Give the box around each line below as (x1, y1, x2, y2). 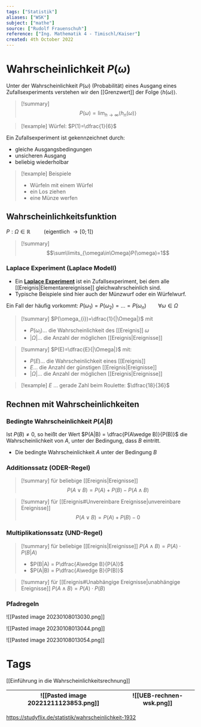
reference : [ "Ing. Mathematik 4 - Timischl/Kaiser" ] (6, 31, 141, 37)
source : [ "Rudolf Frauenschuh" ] (6, 25, 87, 32)
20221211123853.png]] (28, 698, 100, 707)
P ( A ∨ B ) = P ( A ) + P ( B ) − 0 (75, 514, 141, 521)
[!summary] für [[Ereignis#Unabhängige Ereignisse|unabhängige (20, 578, 181, 585)
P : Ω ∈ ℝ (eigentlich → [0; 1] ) (6, 228, 94, 235)
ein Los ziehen (29, 188, 66, 195)
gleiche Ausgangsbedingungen (14, 145, 92, 153)
